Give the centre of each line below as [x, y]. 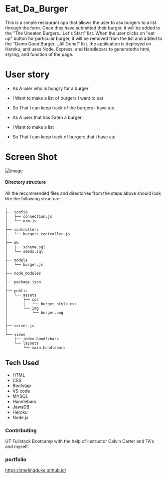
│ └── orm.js [21, 221]
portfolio [16, 460]
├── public [16, 291]
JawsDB [21, 407]
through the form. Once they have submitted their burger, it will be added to [83, 27]
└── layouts [26, 343]
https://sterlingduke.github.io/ [36, 471]
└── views [15, 335]
